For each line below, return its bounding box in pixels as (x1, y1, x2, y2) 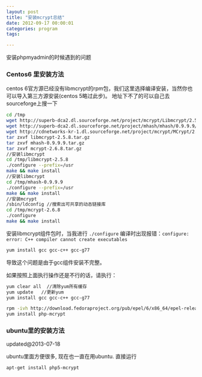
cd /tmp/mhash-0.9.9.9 (6, 179, 63, 185)
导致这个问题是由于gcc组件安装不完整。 (6, 259, 105, 266)
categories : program (6, 25, 58, 32)
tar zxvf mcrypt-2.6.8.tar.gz (6, 146, 82, 152)
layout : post (6, 8, 39, 15)
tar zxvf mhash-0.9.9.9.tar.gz (6, 139, 85, 146)
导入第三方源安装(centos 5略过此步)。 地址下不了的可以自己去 (16, 93, 170, 100)
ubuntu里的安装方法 (6, 326, 65, 335)
